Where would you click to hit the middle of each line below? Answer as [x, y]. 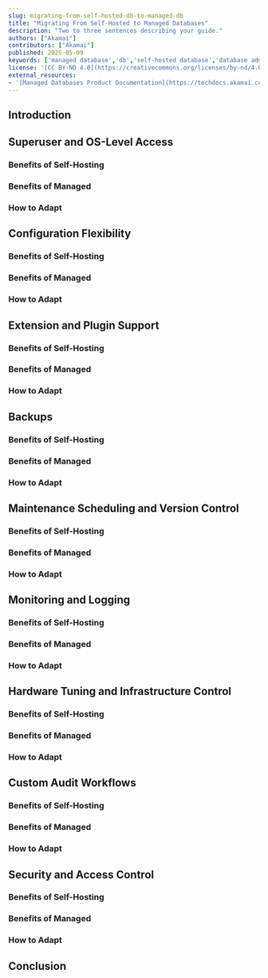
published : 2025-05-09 [46, 53]
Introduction [40, 115]
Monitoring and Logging [69, 600]
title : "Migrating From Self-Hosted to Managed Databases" [108, 23]
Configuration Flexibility [70, 234]
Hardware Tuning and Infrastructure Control [120, 691]
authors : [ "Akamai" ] [43, 38]
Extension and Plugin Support [84, 325]
